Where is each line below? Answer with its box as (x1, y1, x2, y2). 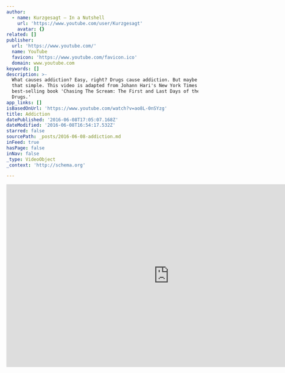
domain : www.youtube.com (12, 60, 75, 66)
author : (6, 9, 26, 15)
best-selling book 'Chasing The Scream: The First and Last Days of (12, 88, 189, 94)
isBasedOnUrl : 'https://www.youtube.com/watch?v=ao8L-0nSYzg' (6, 105, 167, 112)
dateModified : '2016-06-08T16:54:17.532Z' (6, 123, 116, 129)
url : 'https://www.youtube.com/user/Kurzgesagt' (17, 20, 143, 26)
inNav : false (6, 151, 40, 157)
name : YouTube (12, 49, 47, 55)
